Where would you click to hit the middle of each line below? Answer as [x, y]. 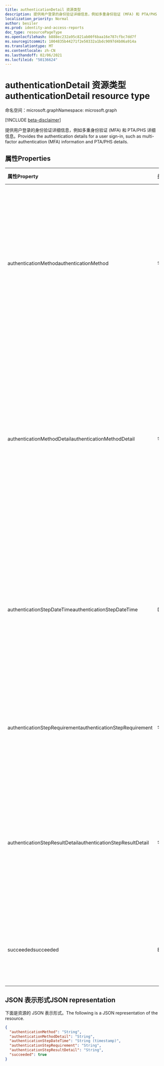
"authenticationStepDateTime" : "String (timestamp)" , [65, 1041]
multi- [148, 136]
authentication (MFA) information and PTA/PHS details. [73, 142]
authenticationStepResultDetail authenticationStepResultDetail [78, 843]
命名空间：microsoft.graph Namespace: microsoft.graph [61, 110]
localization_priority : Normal [37, 19]
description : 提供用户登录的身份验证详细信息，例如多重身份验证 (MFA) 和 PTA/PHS [81, 14]
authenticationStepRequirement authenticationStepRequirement [80, 728]
